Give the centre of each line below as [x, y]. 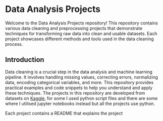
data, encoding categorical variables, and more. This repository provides [79, 82]
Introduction [25, 60]
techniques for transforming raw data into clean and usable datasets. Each [81, 33]
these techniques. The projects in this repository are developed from [75, 93]
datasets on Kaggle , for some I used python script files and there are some [81, 98]
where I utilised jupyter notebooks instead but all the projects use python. [80, 104]
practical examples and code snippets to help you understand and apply [79, 88]
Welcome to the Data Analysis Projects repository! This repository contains [81, 23]
